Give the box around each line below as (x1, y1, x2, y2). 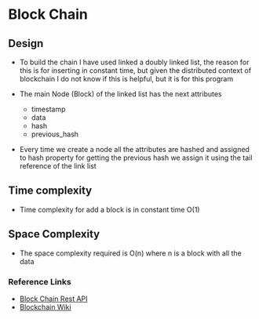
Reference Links (8, 276, 72, 287)
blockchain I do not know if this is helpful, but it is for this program (19, 74, 234, 83)
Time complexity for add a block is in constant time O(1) (19, 205, 200, 214)
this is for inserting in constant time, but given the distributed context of (19, 66, 252, 75)
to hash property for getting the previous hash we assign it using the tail (19, 153, 253, 162)
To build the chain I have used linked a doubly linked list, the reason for (19, 57, 250, 67)
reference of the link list (19, 161, 97, 170)
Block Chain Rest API (19, 294, 88, 303)
